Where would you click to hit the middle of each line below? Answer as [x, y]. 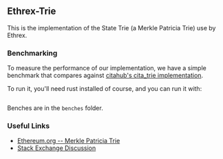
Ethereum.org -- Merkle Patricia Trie [68, 141]
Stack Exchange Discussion [56, 148]
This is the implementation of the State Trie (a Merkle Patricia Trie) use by [111, 28]
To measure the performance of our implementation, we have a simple [107, 68]
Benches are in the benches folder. [55, 108]
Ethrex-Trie [32, 11]
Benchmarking [32, 53]
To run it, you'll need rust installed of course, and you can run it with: [105, 89]
